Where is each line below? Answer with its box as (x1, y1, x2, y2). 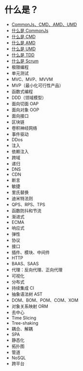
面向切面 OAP (11, 100, 39, 106)
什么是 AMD (11, 39, 36, 45)
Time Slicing (11, 315, 37, 321)
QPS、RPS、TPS (11, 201, 45, 207)
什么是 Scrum (11, 58, 39, 64)
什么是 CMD (11, 34, 36, 39)
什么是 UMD (11, 46, 36, 52)
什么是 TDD (11, 52, 35, 58)
